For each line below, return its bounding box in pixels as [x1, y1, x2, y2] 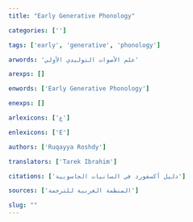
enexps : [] [8, 99, 45, 107]
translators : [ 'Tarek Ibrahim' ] [8, 157, 117, 165]
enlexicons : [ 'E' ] [8, 128, 70, 136]
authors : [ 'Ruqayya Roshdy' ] [8, 143, 107, 151]
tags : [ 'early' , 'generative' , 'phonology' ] [8, 41, 161, 49]
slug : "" [8, 201, 38, 210]
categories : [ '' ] [8, 26, 67, 35]
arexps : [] [8, 70, 45, 78]
